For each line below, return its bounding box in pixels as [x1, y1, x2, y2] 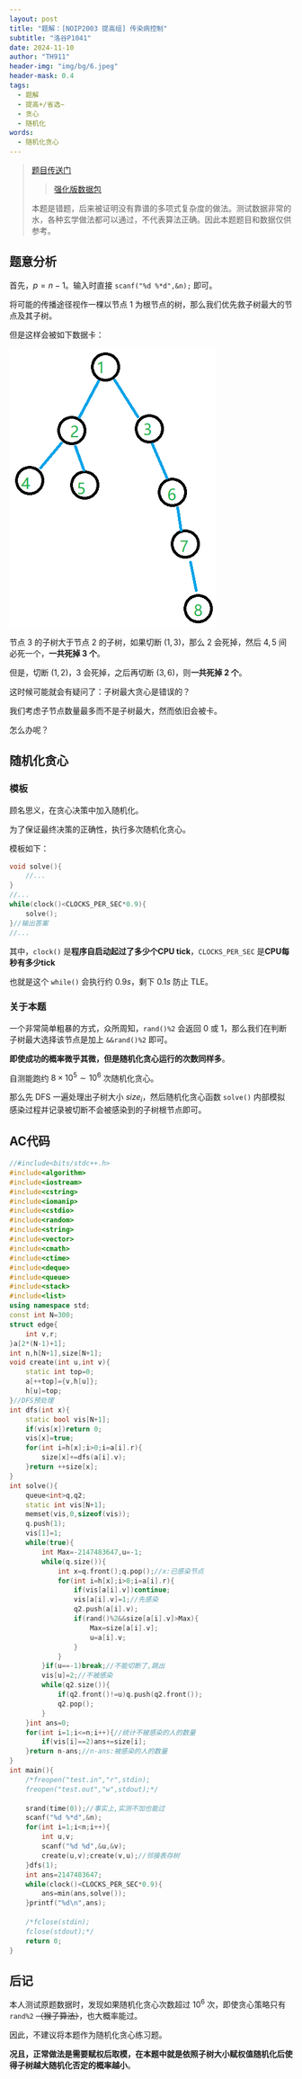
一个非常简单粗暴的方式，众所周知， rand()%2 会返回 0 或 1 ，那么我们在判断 [9, 1022, 288, 1033]
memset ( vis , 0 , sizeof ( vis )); [25, 1510, 130, 1519]
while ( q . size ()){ [41, 1557, 106, 1566]
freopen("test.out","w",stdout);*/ [25, 1785, 159, 1794]
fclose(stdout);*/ [25, 1927, 94, 1936]
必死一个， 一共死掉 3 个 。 [9, 647, 105, 658]
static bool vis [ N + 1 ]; [25, 1414, 111, 1424]
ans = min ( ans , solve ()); [41, 1889, 127, 1898]
